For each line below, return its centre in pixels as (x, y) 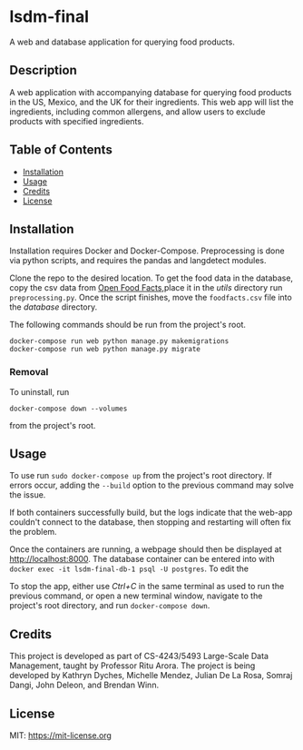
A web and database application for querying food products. (122, 42)
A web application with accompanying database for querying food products (151, 92)
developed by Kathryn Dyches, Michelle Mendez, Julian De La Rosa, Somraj (151, 676)
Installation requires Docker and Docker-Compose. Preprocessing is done (147, 251)
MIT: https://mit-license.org (60, 735)
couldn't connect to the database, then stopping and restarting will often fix (151, 522)
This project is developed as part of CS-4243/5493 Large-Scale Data (139, 656)
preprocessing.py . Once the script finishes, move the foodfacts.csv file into (151, 298)
